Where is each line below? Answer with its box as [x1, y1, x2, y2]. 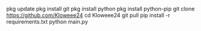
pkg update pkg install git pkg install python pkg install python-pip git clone [6, 5, 195, 12]
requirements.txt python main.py [6, 18, 88, 25]
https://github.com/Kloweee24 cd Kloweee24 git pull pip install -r [6, 12, 171, 19]
